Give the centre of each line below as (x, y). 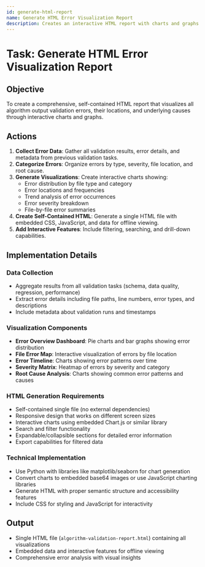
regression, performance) (48, 292)
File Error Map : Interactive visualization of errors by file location (96, 354)
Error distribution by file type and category (78, 184)
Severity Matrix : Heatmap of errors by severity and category (92, 367)
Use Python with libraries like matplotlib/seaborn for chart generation (102, 471)
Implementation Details (52, 255)
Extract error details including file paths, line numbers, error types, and (105, 299)
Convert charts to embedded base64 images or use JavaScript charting (106, 478)
